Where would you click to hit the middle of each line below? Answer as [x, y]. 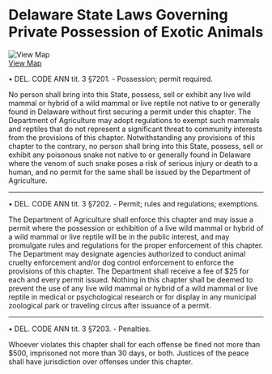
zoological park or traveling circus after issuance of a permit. [110, 305]
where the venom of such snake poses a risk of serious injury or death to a [133, 163]
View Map [25, 63]
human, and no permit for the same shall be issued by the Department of [130, 172]
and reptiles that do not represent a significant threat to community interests [136, 129]
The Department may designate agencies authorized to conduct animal [127, 253]
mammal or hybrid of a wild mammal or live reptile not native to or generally [134, 103]
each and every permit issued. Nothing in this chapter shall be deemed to [131, 279]
